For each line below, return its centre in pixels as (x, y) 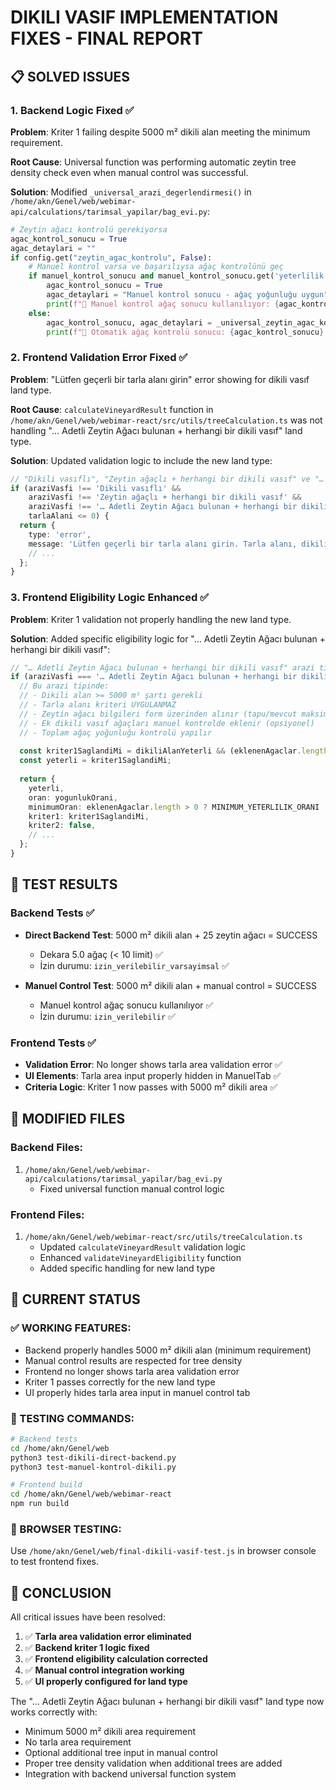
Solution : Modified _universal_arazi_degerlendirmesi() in (131, 192)
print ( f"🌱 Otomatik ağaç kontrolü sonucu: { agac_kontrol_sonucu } (185, 332)
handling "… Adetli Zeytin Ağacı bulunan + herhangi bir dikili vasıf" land (156, 430)
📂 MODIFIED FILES (68, 1119)
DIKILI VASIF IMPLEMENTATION (144, 17)
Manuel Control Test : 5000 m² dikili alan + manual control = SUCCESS (170, 985)
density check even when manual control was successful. (129, 172)
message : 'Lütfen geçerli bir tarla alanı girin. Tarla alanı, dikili (178, 544)
